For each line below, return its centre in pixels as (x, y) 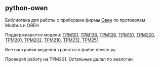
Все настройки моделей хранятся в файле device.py (60, 49)
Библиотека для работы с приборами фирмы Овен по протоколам (75, 20)
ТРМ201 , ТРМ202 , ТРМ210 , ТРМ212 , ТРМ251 (52, 40)
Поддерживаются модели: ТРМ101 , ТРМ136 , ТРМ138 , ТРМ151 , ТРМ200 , (80, 34)
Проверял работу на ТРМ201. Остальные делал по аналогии (69, 59)
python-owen (27, 8)
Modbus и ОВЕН (22, 25)
